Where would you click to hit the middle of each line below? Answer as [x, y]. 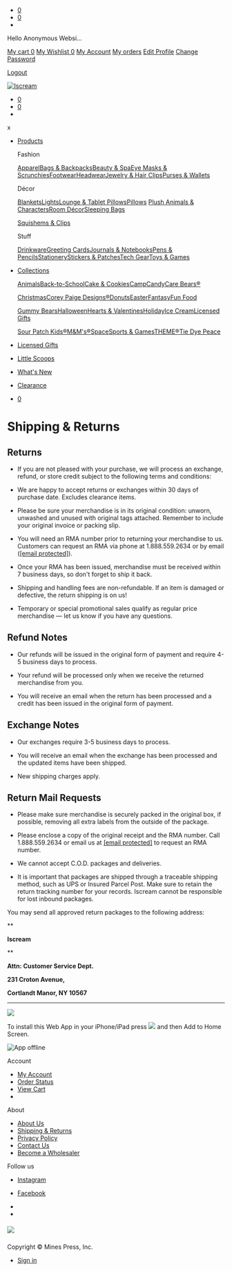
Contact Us [33, 1145]
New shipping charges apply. [59, 776]
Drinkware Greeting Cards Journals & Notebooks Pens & [95, 250]
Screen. [18, 1034]
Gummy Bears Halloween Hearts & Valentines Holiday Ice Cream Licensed [118, 311]
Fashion [28, 154]
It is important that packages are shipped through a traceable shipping [117, 877]
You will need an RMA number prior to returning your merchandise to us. [120, 539]
